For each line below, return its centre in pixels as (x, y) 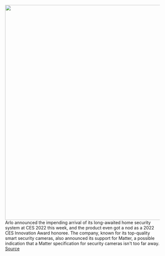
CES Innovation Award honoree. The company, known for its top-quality (78, 233)
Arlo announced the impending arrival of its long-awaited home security (78, 223)
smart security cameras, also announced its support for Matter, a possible (80, 238)
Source (12, 249)
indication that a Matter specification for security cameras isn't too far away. (82, 243)
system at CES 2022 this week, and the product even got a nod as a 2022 (80, 228)
